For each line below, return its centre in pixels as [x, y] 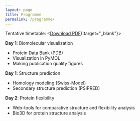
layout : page [19, 10]
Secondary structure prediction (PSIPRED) [56, 88]
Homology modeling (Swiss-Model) [49, 83]
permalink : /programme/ [30, 19]
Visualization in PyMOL [36, 58]
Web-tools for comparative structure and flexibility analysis [74, 108]
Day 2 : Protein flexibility [30, 98]
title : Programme [23, 15]
